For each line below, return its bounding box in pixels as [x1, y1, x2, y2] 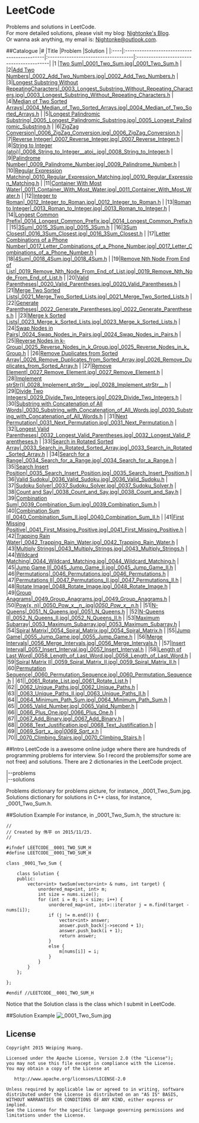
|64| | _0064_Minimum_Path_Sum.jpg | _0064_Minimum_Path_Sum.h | [6, 696, 171, 703]
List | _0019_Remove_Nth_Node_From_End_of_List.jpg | [6, 267, 136, 275]
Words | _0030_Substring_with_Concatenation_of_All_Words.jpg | [6, 406, 160, 413]
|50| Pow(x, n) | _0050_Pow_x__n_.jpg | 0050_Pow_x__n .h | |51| [6, 601, 152, 608]
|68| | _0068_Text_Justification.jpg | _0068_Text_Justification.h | [6, 721, 157, 728]
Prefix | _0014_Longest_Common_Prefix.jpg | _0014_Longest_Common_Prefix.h [6, 217, 192, 224]
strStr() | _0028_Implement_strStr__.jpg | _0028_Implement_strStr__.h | [6, 381, 172, 388]
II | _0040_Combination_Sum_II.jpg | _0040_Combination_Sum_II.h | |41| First [6, 513, 184, 521]
